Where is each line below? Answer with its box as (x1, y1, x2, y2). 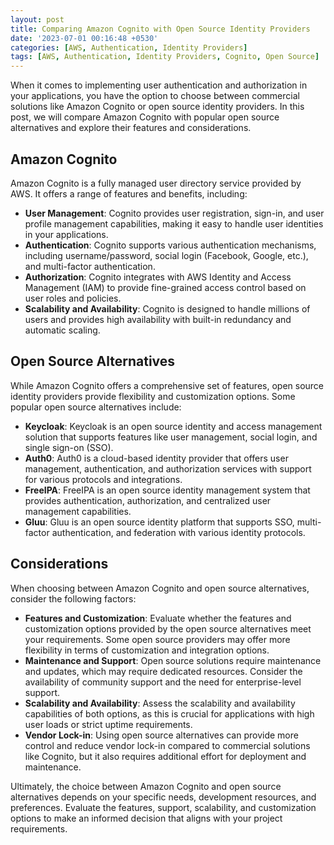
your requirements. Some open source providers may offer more (24, 633, 291, 645)
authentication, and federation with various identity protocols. (51, 526, 306, 538)
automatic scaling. (24, 324, 101, 336)
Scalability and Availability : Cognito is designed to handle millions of (24, 302, 311, 315)
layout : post (10, 14, 65, 25)
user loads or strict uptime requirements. (24, 718, 193, 730)
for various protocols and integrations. (24, 473, 183, 485)
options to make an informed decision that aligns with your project (10, 812, 283, 824)
